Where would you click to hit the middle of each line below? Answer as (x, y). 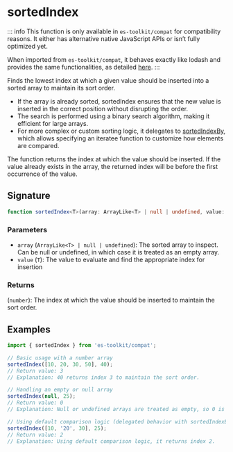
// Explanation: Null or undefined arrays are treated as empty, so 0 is (116, 410)
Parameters (27, 229)
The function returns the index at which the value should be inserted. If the (114, 159)
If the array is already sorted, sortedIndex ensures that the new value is (119, 101)
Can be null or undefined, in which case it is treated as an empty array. (118, 252)
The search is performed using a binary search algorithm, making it (113, 116)
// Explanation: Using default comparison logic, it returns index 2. (111, 441)
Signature (29, 196)
